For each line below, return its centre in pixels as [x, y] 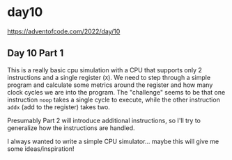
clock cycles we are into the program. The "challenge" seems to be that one [116, 92]
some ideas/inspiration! [41, 149]
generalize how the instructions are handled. [71, 128]
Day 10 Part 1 [36, 53]
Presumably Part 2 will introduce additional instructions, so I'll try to [104, 120]
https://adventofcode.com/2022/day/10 [64, 31]
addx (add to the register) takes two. [59, 107]
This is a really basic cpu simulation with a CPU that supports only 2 [105, 70]
